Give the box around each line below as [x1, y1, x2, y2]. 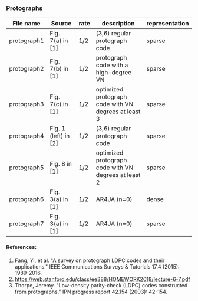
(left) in [49, 132, 70, 140]
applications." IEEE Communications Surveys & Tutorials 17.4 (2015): [14, 263, 180, 270]
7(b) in [49, 65, 69, 73]
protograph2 [9, 65, 44, 73]
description [101, 19, 135, 28]
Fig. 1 [49, 125, 66, 133]
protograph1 [9, 37, 44, 45]
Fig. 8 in [49, 160, 72, 168]
